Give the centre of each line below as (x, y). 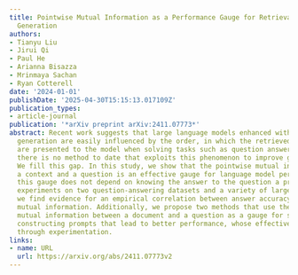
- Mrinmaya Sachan (43, 75)
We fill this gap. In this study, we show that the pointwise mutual (148, 166)
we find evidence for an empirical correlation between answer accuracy (154, 199)
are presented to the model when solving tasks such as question (141, 149)
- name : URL (31, 248)
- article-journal (43, 116)
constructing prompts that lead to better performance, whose (134, 224)
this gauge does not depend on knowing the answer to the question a (148, 183)
